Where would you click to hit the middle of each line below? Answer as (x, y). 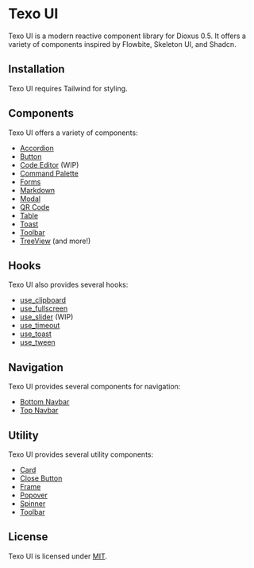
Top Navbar (39, 411)
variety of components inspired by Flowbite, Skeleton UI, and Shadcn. (122, 44)
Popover (33, 495)
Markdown (37, 190)
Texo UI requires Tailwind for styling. (68, 88)
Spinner (33, 504)
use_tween (37, 342)
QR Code (35, 207)
